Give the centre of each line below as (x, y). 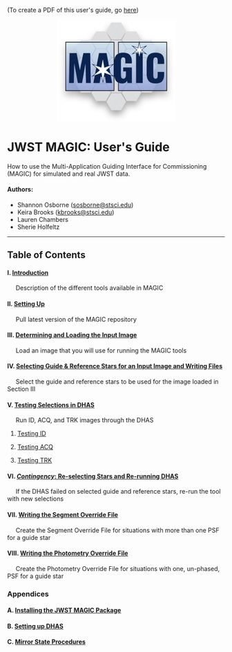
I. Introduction (28, 272)
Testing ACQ (35, 447)
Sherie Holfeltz (38, 227)
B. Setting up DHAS (35, 626)
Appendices (28, 594)
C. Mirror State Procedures (47, 642)
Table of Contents (47, 255)
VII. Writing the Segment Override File (63, 514)
